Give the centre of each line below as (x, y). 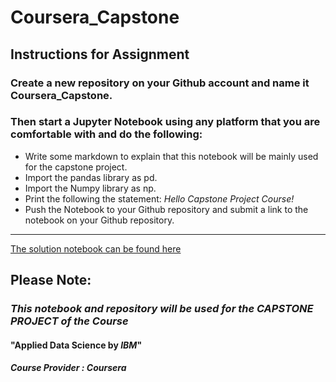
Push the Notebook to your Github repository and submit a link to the (166, 209)
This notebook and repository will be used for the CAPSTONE (162, 309)
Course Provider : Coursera (68, 368)
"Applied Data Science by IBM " (76, 345)
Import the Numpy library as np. (90, 188)
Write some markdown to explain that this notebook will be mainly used (171, 156)
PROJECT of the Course (69, 321)
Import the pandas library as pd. (91, 177)
